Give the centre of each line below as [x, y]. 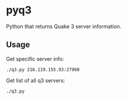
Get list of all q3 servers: [36, 80]
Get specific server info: [35, 58]
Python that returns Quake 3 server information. [64, 26]
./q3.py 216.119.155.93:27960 [43, 70]
